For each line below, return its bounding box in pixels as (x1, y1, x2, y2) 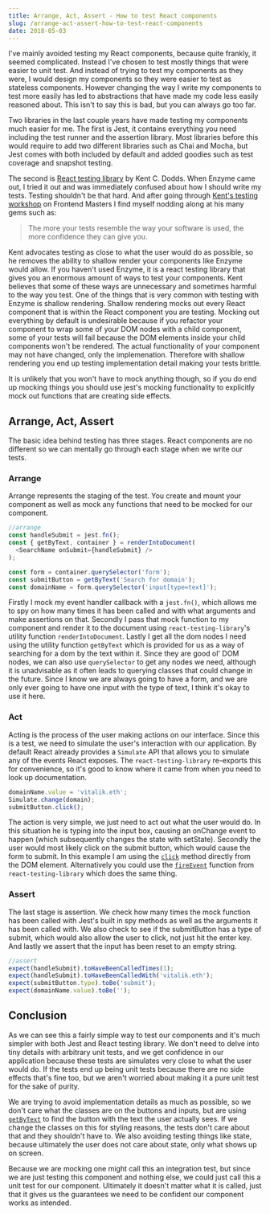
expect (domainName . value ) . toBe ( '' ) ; (8, 987, 131, 995)
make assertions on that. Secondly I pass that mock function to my (8, 615, 229, 624)
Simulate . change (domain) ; (8, 795, 95, 803)
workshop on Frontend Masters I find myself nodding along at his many (8, 199, 244, 209)
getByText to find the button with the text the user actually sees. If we (8, 1114, 238, 1123)
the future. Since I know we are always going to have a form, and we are (8, 674, 247, 684)
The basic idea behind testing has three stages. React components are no (8, 435, 253, 446)
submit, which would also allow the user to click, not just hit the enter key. (8, 933, 252, 942)
